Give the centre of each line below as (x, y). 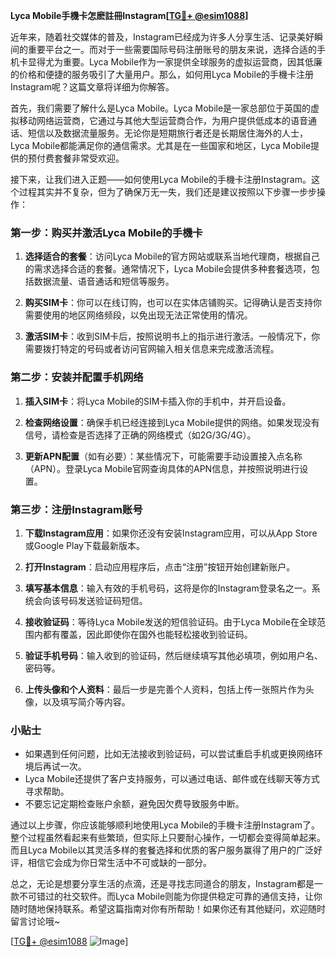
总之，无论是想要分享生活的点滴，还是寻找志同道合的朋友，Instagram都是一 (166, 884)
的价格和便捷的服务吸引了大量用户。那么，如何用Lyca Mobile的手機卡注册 (162, 74)
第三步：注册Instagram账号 (76, 509)
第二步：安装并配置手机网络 (77, 377)
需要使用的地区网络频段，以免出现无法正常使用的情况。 (138, 315)
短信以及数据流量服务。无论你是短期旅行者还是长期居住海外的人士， (167, 133)
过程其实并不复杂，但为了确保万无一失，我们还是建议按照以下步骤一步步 (167, 192)
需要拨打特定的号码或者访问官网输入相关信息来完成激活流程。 (152, 349)
